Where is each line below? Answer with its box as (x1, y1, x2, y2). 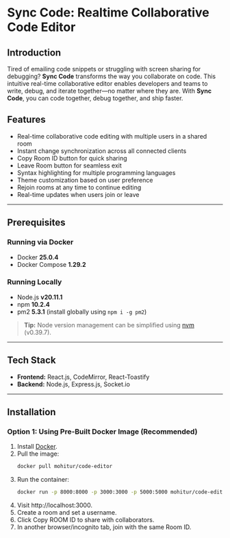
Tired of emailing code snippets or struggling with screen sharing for (7, 65, 201, 73)
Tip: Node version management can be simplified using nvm (23, 320, 195, 329)
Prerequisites (7, 217, 66, 229)
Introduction (7, 47, 62, 58)
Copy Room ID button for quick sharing (16, 154, 128, 162)
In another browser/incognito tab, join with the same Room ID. (16, 523, 192, 531)
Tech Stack (7, 355, 56, 366)
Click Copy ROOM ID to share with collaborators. (16, 516, 155, 524)
